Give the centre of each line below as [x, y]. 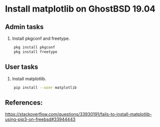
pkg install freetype [35, 52]
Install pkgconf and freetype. [41, 38]
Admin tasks [24, 27]
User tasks [22, 67]
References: [24, 103]
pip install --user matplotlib [45, 87]
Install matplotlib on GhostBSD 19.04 [80, 9]
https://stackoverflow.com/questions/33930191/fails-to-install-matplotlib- [79, 114]
